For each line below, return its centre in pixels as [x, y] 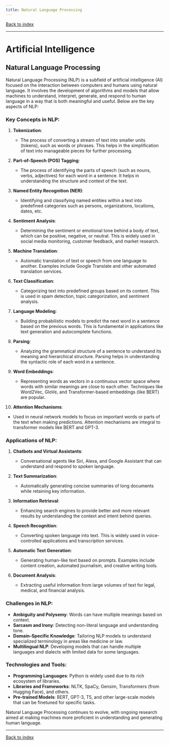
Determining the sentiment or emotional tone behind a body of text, [90, 230]
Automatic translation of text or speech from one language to [83, 260]
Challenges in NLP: [29, 603]
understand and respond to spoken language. [67, 466]
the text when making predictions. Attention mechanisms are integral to [87, 422]
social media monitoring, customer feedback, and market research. [90, 241]
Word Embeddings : [33, 371]
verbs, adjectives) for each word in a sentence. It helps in [80, 175]
